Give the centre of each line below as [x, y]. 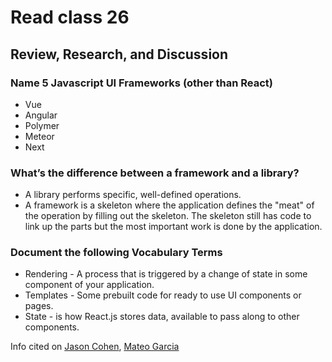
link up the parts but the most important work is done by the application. [173, 227]
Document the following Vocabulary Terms [116, 253]
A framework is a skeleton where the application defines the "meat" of [169, 205]
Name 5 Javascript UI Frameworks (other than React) [142, 83]
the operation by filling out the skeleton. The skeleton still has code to [168, 216]
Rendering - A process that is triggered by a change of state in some [166, 274]
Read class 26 [70, 17]
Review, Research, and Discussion [119, 54]
